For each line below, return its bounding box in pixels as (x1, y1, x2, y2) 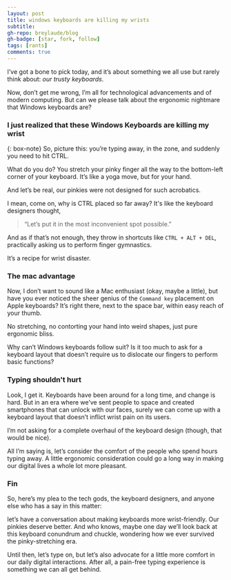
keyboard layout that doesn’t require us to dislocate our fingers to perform (7, 350, 219, 359)
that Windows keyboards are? (7, 103, 92, 111)
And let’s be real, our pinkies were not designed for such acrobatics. (7, 186, 201, 194)
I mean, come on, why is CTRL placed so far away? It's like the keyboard (7, 200, 214, 208)
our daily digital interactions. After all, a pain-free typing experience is (7, 558, 205, 566)
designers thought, (7, 206, 61, 215)
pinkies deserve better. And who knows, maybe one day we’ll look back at (7, 523, 218, 531)
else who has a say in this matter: (7, 502, 102, 510)
